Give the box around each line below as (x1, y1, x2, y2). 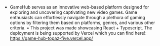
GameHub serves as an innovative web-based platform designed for (9, 4, 149, 10)
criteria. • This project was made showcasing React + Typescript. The (9, 25, 153, 31)
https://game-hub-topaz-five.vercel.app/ (9, 35, 93, 41)
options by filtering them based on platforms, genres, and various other (9, 20, 156, 25)
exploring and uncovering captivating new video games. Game (9, 9, 137, 15)
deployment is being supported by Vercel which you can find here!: (9, 30, 147, 36)
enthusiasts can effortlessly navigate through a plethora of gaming (9, 15, 146, 20)
